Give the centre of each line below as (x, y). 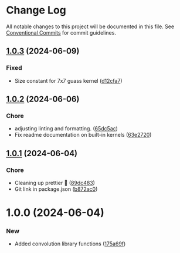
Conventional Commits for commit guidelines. (61, 32)
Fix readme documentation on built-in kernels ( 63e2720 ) (83, 135)
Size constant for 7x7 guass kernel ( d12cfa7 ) (68, 80)
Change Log (36, 10)
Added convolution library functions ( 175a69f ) (70, 244)
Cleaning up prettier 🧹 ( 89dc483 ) (55, 183)
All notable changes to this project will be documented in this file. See (90, 26)
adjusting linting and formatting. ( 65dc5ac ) (66, 129)
